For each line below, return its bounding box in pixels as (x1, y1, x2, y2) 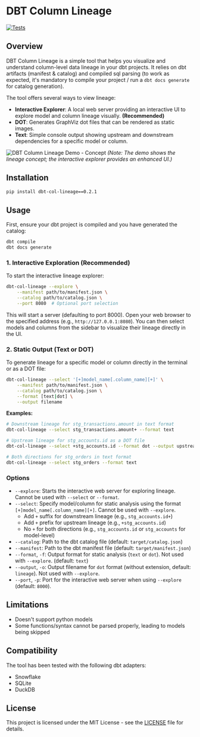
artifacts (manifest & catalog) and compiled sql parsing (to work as (6, 70, 170, 77)
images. (14, 124, 35, 132)
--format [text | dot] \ (17, 393, 73, 399)
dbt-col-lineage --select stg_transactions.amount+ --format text (6, 427, 174, 433)
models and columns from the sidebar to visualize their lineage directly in (6, 324, 186, 331)
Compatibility (6, 646, 58, 656)
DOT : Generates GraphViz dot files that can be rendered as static (14, 118, 175, 126)
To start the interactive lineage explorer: (6, 272, 104, 279)
